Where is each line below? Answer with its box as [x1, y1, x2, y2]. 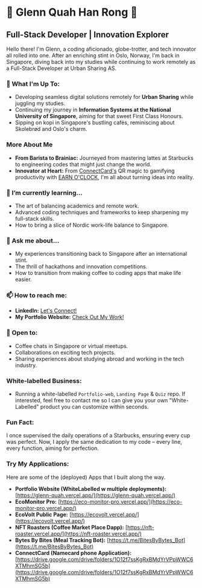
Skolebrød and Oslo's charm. [14, 125, 87, 133]
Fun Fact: [6, 419, 34, 426]
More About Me [6, 141, 53, 149]
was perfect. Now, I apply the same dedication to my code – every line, [6, 438, 183, 446]
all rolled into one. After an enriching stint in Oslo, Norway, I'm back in [6, 52, 180, 59]
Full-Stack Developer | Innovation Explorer [6, 30, 169, 40]
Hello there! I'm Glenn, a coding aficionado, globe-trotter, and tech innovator [6, 45, 197, 52]
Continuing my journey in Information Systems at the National [14, 106, 171, 113]
